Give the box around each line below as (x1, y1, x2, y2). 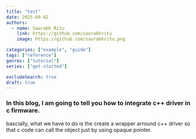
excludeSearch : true (6, 74, 57, 80)
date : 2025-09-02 (6, 14, 49, 20)
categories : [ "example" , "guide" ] (6, 47, 92, 53)
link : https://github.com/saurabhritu (17, 31, 112, 37)
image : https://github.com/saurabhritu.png (17, 36, 126, 42)
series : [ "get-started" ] (6, 63, 67, 69)
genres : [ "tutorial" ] (6, 57, 60, 64)
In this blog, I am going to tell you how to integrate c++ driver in (6, 99, 191, 107)
